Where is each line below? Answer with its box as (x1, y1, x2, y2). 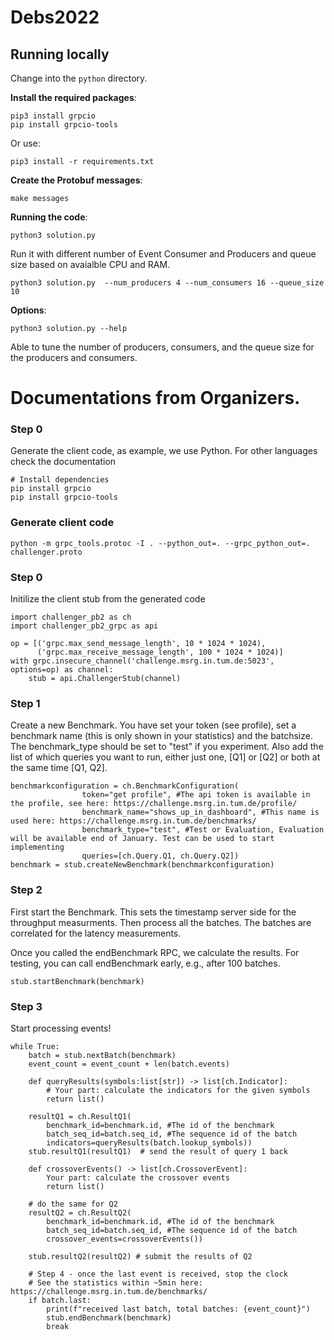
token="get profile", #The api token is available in (81, 790, 311, 800)
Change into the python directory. (10, 72, 148, 84)
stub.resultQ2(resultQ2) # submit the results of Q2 (28, 1251, 253, 1261)
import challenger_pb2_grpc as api (10, 621, 159, 631)
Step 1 (10, 697, 41, 710)
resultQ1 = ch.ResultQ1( (28, 1111, 132, 1121)
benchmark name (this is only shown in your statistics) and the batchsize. (10, 730, 313, 742)
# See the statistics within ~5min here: (28, 1277, 203, 1288)
